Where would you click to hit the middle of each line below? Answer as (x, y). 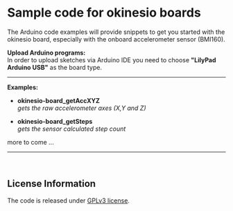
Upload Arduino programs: (46, 53)
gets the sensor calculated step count (71, 129)
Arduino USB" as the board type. (55, 67)
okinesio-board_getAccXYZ (59, 100)
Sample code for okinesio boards (104, 13)
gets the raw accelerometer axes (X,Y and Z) (81, 108)
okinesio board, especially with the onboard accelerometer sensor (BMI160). (116, 39)
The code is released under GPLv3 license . (69, 200)
